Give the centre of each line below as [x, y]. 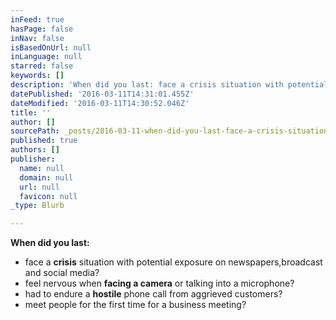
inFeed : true [37, 19]
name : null [42, 168]
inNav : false [37, 38]
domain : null [46, 177]
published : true [44, 141]
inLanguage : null [46, 57]
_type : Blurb [37, 206]
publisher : [33, 159]
